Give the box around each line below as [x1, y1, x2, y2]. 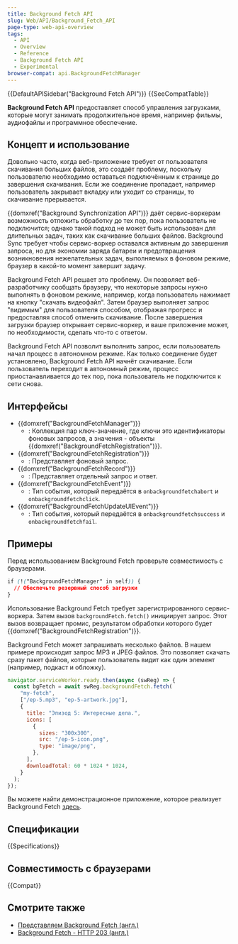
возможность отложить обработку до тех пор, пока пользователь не [7, 216, 217, 225]
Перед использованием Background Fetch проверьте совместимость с [7, 556, 223, 565]
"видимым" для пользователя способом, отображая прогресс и [7, 306, 203, 314]
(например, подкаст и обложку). [7, 663, 106, 671]
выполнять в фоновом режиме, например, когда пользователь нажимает [7, 290, 231, 299]
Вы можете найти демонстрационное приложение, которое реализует [7, 795, 222, 803]
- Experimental [13, 63, 59, 70]
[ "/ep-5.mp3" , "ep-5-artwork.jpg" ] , [20, 696, 129, 703]
